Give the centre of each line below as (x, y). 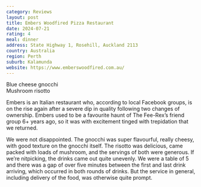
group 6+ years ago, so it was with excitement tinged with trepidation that (97, 122)
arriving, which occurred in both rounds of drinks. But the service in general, (101, 171)
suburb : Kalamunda (29, 62)
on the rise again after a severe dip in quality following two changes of (93, 109)
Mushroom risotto (28, 91)
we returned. (22, 128)
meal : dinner (22, 40)
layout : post (22, 17)
